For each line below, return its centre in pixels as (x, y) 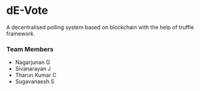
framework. (21, 33)
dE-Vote (27, 11)
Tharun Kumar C (36, 75)
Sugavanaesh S (35, 81)
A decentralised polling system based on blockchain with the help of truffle (100, 27)
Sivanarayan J (33, 69)
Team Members (30, 49)
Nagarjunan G (33, 62)
